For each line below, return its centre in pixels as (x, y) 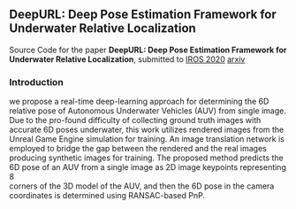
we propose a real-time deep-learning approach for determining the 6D (139, 102)
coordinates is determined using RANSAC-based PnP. (107, 196)
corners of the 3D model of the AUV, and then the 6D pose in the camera (142, 186)
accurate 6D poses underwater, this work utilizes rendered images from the (147, 130)
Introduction (36, 81)
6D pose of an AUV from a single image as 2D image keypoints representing (148, 167)
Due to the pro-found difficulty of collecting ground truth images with (135, 120)
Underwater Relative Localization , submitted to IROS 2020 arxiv (127, 59)
